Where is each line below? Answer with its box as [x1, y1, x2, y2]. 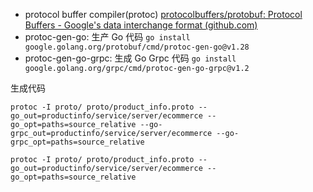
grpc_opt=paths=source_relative [10, 137, 145, 147]
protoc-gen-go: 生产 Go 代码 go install [24, 31, 191, 43]
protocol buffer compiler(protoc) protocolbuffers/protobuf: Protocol [24, 9, 303, 20]
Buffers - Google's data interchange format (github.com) [24, 19, 258, 31]
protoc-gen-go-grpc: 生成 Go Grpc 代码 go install [24, 52, 237, 64]
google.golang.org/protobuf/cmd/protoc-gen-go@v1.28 [24, 42, 250, 52]
